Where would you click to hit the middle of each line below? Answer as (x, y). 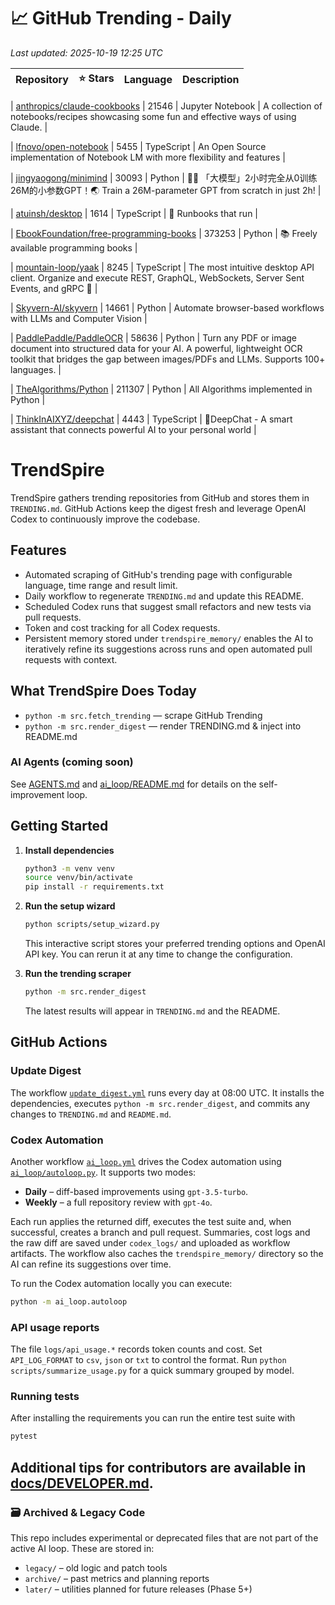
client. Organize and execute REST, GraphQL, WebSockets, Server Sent (157, 277)
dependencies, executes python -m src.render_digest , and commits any (160, 1103)
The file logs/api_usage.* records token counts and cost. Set (136, 1349)
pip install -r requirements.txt (94, 887)
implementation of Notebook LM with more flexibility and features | (148, 157)
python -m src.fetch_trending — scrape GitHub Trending (143, 715)
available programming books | (74, 247)
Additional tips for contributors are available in (158, 1467)
